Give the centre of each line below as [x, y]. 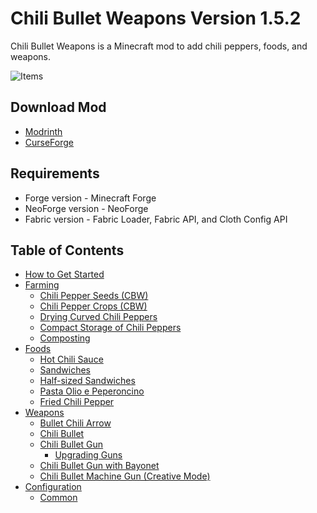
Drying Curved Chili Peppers [98, 317]
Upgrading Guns [88, 455]
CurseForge [49, 142]
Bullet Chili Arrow [75, 423]
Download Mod [58, 107]
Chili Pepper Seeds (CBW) [94, 296]
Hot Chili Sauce [71, 359]
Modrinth [43, 131]
